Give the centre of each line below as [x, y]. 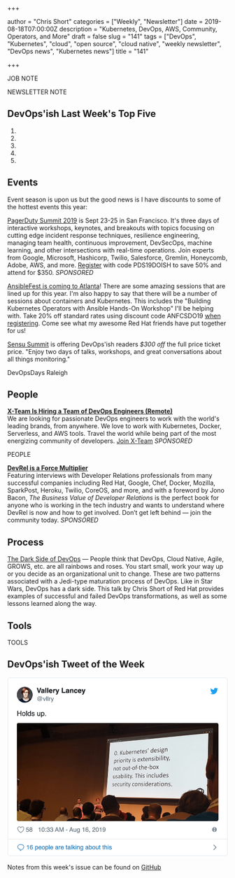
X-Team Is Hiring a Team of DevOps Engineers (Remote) [90, 411]
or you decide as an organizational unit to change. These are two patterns [114, 574]
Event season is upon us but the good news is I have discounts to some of [114, 199]
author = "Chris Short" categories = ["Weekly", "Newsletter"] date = [105, 21]
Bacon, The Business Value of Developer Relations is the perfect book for [113, 498]
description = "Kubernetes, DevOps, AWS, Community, [138, 29]
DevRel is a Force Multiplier [48, 468]
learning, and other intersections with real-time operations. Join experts [111, 250]
